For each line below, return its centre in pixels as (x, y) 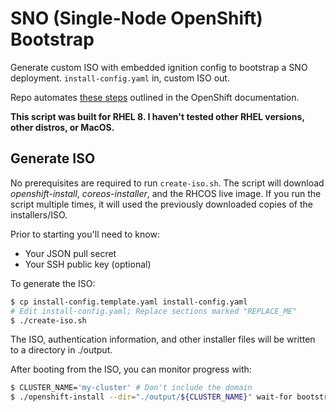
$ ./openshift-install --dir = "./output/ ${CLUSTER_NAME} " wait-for (151, 397)
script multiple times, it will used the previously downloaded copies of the (161, 204)
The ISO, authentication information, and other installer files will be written (163, 339)
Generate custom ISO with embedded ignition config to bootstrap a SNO (159, 67)
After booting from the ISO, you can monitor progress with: (131, 369)
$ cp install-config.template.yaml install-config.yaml (129, 302)
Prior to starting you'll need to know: (85, 234)
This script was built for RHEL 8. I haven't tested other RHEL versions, (157, 116)
